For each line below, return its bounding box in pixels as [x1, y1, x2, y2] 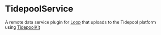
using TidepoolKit [5, 24, 40, 30]
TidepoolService [5, 3, 74, 14]
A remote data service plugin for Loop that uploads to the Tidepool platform [5, 19, 156, 25]
